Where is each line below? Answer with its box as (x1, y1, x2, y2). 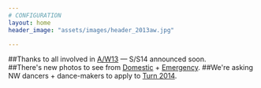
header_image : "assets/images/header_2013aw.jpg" (8, 26, 175, 34)
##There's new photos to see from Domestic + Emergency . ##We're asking (8, 63, 254, 72)
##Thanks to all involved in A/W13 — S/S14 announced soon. (8, 54, 207, 64)
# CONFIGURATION (8, 11, 62, 20)
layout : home (8, 19, 51, 27)
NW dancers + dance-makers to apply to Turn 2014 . (8, 71, 177, 81)
